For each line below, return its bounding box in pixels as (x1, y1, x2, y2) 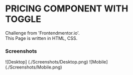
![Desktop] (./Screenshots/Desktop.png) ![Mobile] (5, 59, 108, 65)
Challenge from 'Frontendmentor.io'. (5, 30, 80, 36)
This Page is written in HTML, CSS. (5, 35, 78, 41)
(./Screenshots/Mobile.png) (5, 64, 62, 70)
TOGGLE (5, 13, 42, 25)
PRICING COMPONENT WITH (5, 3, 128, 14)
